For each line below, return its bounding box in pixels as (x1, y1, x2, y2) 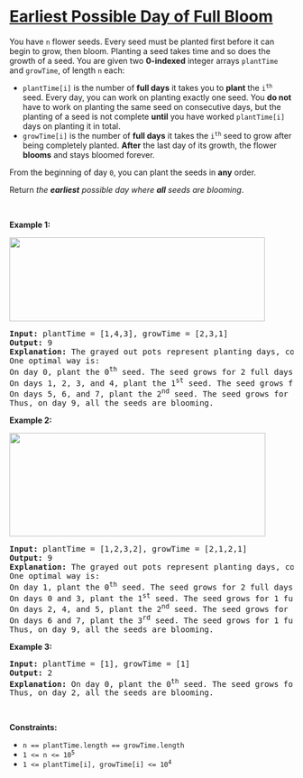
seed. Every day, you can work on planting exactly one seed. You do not (22, 92, 291, 103)
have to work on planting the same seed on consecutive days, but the (22, 101, 281, 112)
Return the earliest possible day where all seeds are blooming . (9, 184, 244, 195)
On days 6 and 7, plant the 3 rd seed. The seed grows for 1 (9, 613, 280, 626)
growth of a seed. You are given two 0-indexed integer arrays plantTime (9, 55, 279, 66)
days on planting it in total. (22, 120, 121, 132)
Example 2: (9, 415, 52, 426)
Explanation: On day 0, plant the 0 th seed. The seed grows (9, 676, 280, 689)
